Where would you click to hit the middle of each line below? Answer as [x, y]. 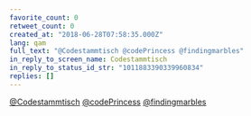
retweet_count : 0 [42, 26]
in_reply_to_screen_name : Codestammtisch [88, 59]
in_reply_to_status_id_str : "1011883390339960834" [107, 68]
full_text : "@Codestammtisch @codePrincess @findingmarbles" [127, 51]
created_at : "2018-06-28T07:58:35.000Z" [87, 34]
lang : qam [28, 43]
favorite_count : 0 [44, 18]
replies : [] [32, 76]
